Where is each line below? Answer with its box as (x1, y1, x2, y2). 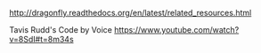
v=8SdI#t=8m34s (9, 34, 74, 44)
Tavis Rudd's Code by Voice (9, 25, 113, 34)
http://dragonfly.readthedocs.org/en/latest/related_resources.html (9, 8, 252, 18)
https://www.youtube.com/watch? (114, 25, 240, 34)
